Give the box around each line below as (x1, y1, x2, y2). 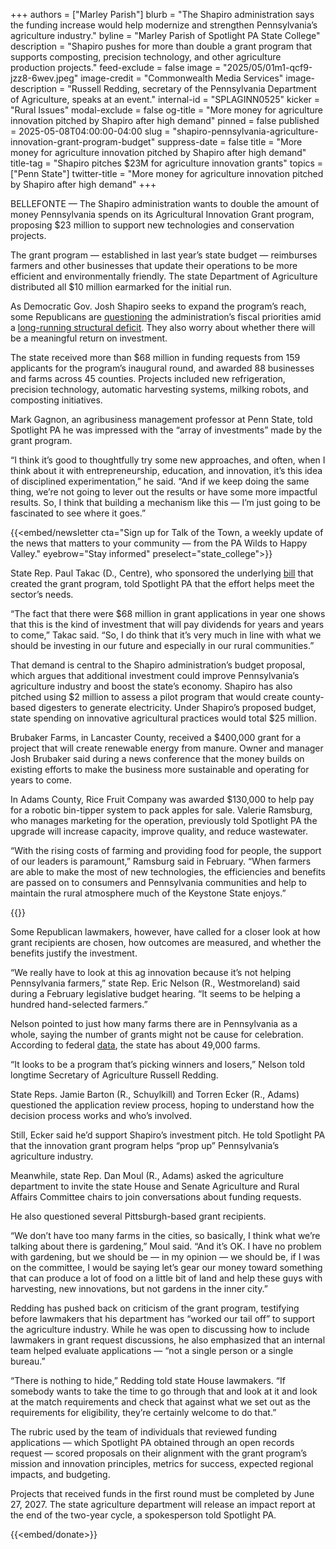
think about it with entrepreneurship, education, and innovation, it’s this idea (10, 465, 323, 476)
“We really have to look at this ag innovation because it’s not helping (10, 967, 292, 978)
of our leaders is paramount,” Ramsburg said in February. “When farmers (10, 855, 312, 867)
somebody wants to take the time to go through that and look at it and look (10, 1385, 318, 1397)
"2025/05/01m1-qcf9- (223, 62, 313, 73)
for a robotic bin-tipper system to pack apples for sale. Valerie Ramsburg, (10, 804, 313, 816)
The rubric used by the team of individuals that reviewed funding (10, 1426, 278, 1438)
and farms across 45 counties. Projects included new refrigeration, (10, 373, 286, 384)
